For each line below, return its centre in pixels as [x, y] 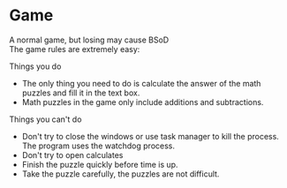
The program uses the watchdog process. [98, 146]
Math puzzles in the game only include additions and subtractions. [143, 102]
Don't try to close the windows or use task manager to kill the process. [151, 136]
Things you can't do [45, 119]
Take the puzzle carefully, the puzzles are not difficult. [121, 174]
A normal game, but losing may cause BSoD [89, 40]
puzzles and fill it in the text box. [81, 93]
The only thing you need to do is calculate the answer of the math [141, 83]
